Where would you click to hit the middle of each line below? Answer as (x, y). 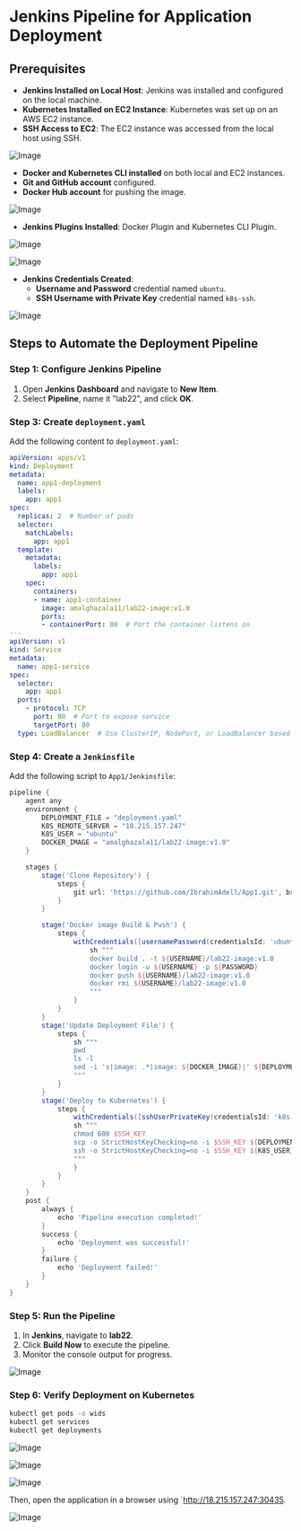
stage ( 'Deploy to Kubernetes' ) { (104, 1101)
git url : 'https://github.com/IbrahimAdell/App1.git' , (177, 892)
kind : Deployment (42, 466)
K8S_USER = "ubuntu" (80, 834)
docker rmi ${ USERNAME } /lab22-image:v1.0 (168, 984)
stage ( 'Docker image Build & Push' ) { (114, 925)
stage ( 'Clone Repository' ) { (96, 875)
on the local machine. (62, 100)
